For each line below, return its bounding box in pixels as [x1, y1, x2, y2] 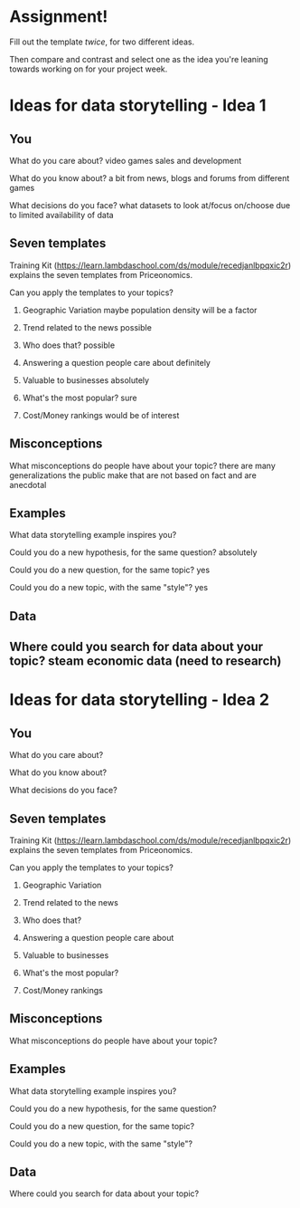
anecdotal [9, 479, 47, 490]
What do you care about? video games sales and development [9, 155, 242, 166]
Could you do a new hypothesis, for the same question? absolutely [9, 547, 258, 558]
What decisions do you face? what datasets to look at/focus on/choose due [9, 199, 291, 210]
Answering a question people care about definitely [22, 357, 211, 368]
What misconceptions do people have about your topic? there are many [9, 460, 276, 471]
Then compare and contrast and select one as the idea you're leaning [9, 53, 268, 64]
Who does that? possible [22, 340, 116, 350]
